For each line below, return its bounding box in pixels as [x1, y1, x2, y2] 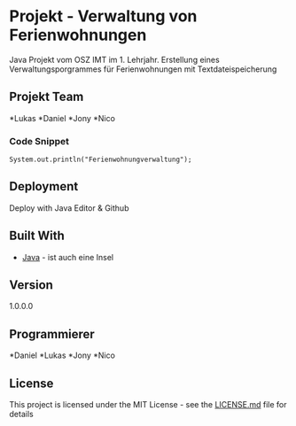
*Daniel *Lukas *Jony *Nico [9, 350, 115, 360]
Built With [9, 228, 65, 244]
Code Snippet [9, 135, 69, 147]
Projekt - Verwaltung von [9, 6, 198, 27]
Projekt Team [9, 89, 84, 105]
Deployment [9, 179, 79, 194]
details [9, 409, 34, 420]
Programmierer [9, 326, 95, 342]
